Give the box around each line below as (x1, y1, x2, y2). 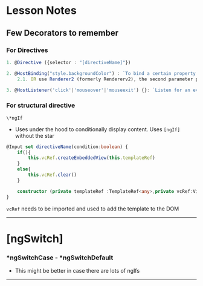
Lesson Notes (6, 4, 77, 18)
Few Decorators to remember (6, 28, 119, 38)
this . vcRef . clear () (28, 172, 77, 178)
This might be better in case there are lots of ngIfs (14, 267, 140, 275)
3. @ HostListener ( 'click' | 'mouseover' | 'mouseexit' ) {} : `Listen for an (6, 87, 190, 93)
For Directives (6, 46, 48, 54)
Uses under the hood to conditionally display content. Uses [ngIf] (14, 125, 180, 133)
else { (17, 166, 31, 172)
